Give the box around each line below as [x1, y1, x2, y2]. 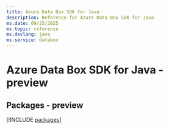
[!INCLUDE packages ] [6, 116, 62, 123]
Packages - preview [6, 100, 84, 110]
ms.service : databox [6, 37, 59, 43]
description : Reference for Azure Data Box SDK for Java [6, 15, 154, 21]
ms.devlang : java [6, 31, 51, 38]
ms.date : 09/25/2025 [6, 20, 59, 26]
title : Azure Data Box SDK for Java [6, 8, 99, 15]
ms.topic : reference [6, 25, 59, 32]
